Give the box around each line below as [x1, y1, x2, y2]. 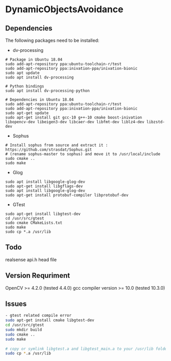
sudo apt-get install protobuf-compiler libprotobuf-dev [5, 192, 129, 198]
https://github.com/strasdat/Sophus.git [5, 147, 93, 152]
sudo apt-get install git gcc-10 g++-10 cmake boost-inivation [5, 115, 142, 120]
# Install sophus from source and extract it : [5, 143, 108, 148]
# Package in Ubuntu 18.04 [5, 57, 63, 62]
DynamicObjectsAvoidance [5, 4, 124, 15]
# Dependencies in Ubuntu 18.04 [5, 97, 74, 102]
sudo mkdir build [5, 327, 42, 332]
